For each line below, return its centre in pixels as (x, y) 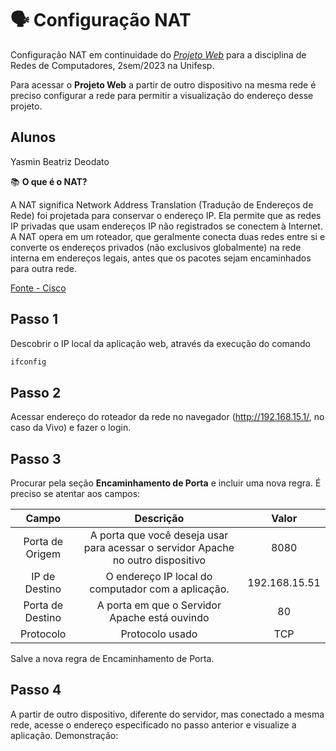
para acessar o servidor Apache (159, 548)
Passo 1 (34, 319)
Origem (43, 554)
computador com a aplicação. (159, 589)
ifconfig (28, 362)
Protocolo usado (159, 634)
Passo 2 (36, 392)
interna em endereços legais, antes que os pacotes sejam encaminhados (161, 258)
